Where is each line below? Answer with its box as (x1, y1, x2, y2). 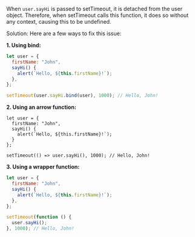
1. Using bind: (6, 42, 41, 49)
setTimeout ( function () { (6, 214, 71, 221)
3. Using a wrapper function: (6, 163, 80, 171)
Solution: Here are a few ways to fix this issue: (6, 30, 122, 37)
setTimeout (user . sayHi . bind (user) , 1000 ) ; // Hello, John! (6, 92, 159, 99)
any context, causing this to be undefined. (6, 18, 111, 25)
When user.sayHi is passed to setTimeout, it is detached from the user (6, 5, 183, 12)
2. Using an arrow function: (6, 103, 77, 111)
